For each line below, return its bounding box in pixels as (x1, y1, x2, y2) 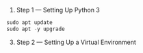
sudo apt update (6, 19, 53, 26)
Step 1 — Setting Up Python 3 (16, 6, 101, 14)
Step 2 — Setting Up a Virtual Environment (16, 38, 136, 46)
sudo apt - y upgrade (6, 25, 66, 32)
